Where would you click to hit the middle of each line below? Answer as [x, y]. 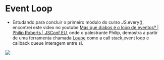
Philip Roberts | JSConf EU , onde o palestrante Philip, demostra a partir [85, 32]
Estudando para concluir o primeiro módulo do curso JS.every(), [78, 22]
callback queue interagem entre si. [48, 43]
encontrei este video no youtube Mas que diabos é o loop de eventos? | [85, 27]
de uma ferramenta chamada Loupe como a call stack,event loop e [81, 38]
